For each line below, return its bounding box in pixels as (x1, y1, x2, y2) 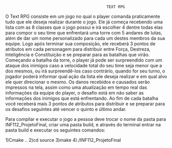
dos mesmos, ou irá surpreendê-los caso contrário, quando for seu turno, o (5, 68, 165, 74)
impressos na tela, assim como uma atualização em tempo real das (5, 84, 147, 90)
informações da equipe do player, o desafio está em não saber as (5, 90, 144, 96)
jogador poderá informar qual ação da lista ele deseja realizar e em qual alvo (5, 73, 167, 79)
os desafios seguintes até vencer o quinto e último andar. (5, 106, 127, 112)
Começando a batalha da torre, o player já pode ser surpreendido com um (5, 57, 163, 63)
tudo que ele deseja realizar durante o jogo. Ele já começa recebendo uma (5, 19, 163, 25)
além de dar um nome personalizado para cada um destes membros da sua (5, 35, 165, 41)
